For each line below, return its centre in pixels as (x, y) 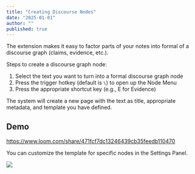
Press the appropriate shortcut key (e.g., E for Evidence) (85, 89)
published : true (27, 29)
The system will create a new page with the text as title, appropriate (91, 101)
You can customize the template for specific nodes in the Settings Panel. (97, 153)
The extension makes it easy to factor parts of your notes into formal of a (98, 46)
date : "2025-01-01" (31, 18)
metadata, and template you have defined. (59, 108)
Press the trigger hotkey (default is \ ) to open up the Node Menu (96, 83)
